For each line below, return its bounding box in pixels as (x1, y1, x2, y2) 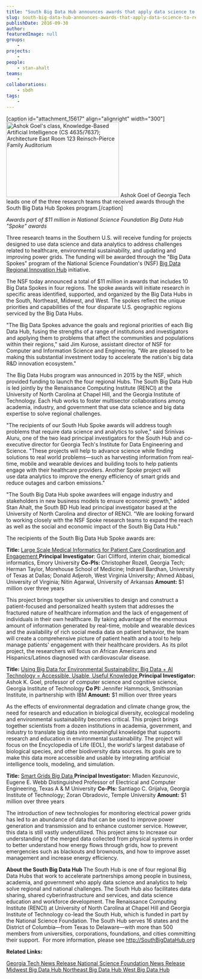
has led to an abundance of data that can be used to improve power (6, 816, 174, 823)
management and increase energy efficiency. (6, 854, 118, 862)
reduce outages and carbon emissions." (6, 479, 105, 486)
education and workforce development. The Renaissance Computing (6, 898, 177, 905)
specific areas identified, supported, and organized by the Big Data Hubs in (6, 290, 193, 298)
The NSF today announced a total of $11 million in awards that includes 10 (6, 278, 188, 285)
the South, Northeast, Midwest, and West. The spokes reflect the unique (6, 296, 185, 304)
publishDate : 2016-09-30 (6, 20, 69, 26)
